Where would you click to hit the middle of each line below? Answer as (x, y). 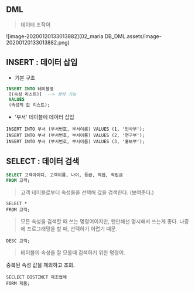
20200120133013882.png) (38, 42)
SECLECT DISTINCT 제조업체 (37, 277)
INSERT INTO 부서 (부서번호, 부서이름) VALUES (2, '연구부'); (76, 135)
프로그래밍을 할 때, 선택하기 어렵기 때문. (72, 229)
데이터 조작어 (35, 24)
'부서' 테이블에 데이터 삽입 (44, 117)
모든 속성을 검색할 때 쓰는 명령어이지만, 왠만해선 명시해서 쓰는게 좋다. (99, 221)
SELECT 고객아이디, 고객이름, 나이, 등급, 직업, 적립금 (64, 175)
